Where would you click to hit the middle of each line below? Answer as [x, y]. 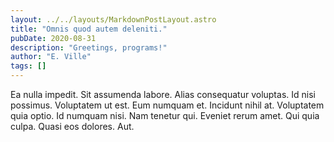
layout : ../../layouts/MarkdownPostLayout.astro [113, 19]
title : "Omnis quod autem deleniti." [89, 29]
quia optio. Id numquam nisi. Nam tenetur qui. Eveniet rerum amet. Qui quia [165, 115]
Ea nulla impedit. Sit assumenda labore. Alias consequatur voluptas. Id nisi [163, 94]
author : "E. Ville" [51, 57]
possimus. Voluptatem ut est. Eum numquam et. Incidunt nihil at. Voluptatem [167, 105]
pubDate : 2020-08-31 [53, 38]
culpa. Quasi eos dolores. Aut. [72, 126]
